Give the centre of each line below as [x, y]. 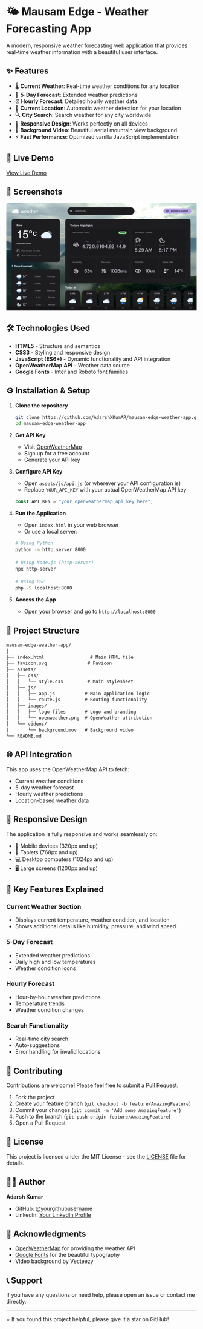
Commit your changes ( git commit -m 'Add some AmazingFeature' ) [98, 1110]
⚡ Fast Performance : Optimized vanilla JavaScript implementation [97, 136]
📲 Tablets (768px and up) [47, 852]
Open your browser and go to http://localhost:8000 [90, 611]
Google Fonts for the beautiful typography [67, 1255]
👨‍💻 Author [26, 1182]
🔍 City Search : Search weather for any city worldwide [83, 115]
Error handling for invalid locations [58, 1052]
